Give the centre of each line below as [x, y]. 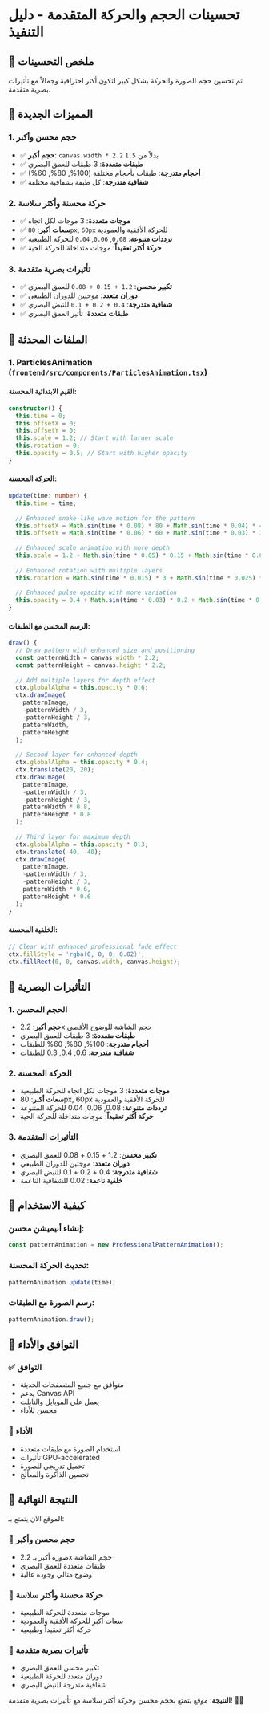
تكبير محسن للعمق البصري [60, 1668]
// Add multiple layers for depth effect [86, 680]
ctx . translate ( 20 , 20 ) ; [55, 770]
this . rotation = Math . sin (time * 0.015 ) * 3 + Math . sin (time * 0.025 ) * [139, 578]
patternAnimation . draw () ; [51, 1319]
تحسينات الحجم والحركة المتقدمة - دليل [124, 15]
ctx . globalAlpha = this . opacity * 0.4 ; [82, 763]
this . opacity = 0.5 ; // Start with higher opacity [102, 454]
